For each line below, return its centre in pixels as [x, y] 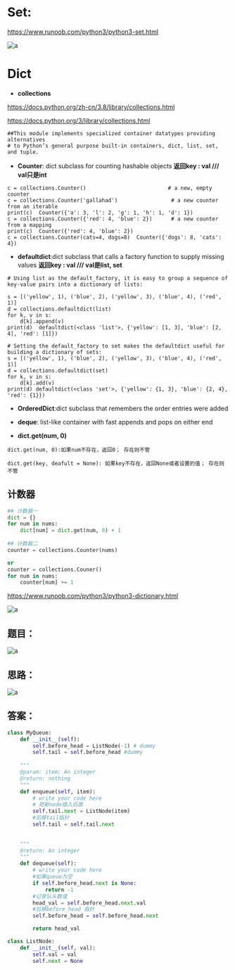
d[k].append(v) [42, 321]
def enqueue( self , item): [58, 792]
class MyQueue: [30, 733]
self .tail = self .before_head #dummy [88, 752]
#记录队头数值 [50, 896]
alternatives [26, 139]
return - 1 [59, 890]
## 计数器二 [23, 544]
